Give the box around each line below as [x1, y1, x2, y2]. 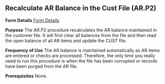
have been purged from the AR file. [5, 63, 78, 69]
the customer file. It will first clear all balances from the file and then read [5, 32, 156, 38]
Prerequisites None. [5, 72, 48, 79]
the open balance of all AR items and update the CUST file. [5, 37, 127, 43]
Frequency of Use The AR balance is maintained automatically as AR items [5, 47, 160, 53]
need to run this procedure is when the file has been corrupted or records [5, 57, 158, 64]
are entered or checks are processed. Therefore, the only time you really [5, 52, 155, 58]
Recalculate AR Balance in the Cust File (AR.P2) [5, 4, 156, 12]
